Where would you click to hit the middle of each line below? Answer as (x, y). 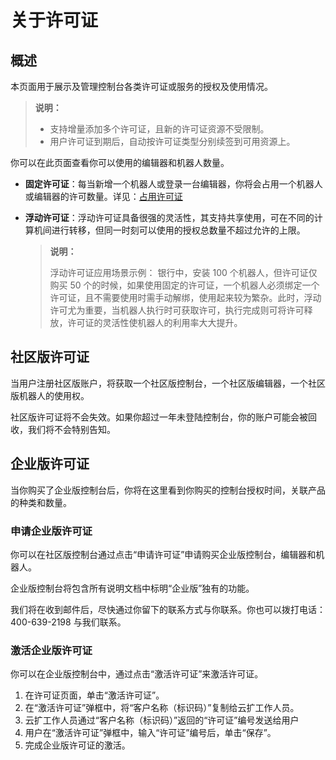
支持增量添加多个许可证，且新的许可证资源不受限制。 (159, 129)
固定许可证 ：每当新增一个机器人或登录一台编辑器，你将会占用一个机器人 (173, 184)
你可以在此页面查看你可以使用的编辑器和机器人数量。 (120, 162)
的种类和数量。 (41, 502)
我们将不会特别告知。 (71, 429)
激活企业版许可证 (51, 650)
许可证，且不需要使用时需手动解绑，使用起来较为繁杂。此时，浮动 (185, 297)
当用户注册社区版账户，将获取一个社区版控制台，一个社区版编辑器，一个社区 (168, 383)
